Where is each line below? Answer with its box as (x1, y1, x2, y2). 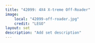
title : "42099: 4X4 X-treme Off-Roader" (5, 7, 91, 12)
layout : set (5, 26, 30, 31)
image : (5, 12, 19, 17)
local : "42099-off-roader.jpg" (14, 16, 79, 21)
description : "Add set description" (5, 30, 81, 35)
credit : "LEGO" (14, 21, 46, 26)
